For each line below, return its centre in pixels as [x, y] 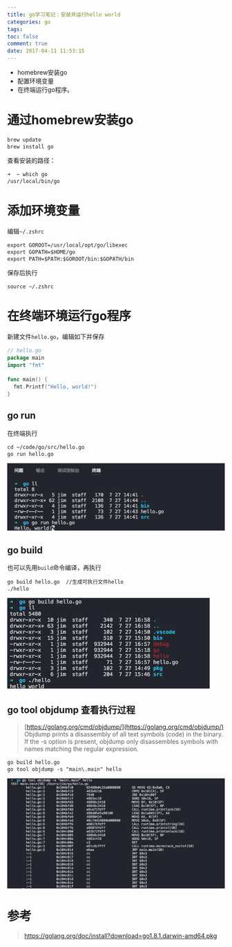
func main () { [28, 380]
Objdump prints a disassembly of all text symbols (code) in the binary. [123, 734]
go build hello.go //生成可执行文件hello [66, 582]
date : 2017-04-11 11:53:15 [46, 51]
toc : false [23, 37]
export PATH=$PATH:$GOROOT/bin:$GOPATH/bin [71, 259]
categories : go [29, 22]
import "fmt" [26, 365]
